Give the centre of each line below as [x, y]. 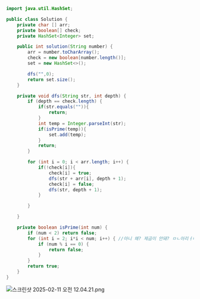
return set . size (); [52, 80]
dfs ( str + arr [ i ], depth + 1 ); [87, 179]
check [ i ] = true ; [70, 173]
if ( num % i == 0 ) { [63, 244]
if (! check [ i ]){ [57, 167]
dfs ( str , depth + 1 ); [75, 190]
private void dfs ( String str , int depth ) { [72, 96]
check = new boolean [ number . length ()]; [77, 58]
